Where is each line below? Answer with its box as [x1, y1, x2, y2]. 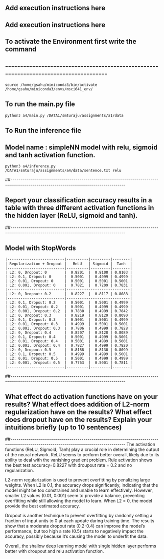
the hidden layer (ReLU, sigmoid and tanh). [5, 211, 138, 220]
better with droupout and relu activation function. [5, 548, 104, 554]
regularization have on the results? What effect [5, 408, 152, 417]
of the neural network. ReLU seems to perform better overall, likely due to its [5, 452, 160, 458]
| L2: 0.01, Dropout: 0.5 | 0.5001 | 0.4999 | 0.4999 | [5, 356, 133, 361]
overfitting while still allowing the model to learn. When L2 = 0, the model [5, 498, 153, 504]
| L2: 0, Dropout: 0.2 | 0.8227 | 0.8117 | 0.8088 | [5, 291, 133, 296]
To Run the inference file [5, 126, 82, 135]
